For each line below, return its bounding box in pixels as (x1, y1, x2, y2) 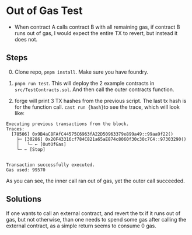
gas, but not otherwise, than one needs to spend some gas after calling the (6, 216, 187, 223)
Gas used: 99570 (6, 167, 46, 173)
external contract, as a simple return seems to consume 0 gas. (6, 222, 156, 229)
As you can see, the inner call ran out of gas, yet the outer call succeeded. (6, 177, 185, 184)
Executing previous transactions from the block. (6, 121, 130, 127)
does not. (14, 36, 38, 43)
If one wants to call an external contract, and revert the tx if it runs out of (6, 209, 181, 217)
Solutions (6, 194, 42, 204)
